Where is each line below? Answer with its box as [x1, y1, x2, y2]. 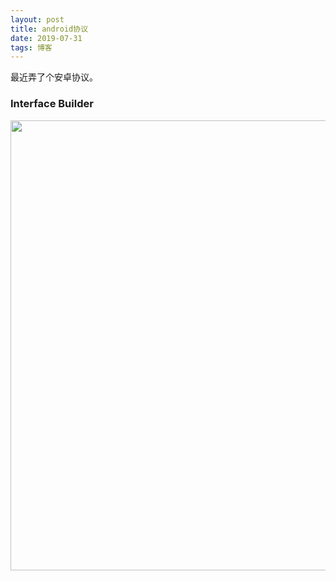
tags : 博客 [10, 42, 53, 53]
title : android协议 [10, 24, 89, 34]
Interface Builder [10, 97, 94, 111]
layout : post [10, 14, 65, 25]
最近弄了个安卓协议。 [10, 71, 98, 83]
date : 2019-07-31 [10, 33, 83, 43]
